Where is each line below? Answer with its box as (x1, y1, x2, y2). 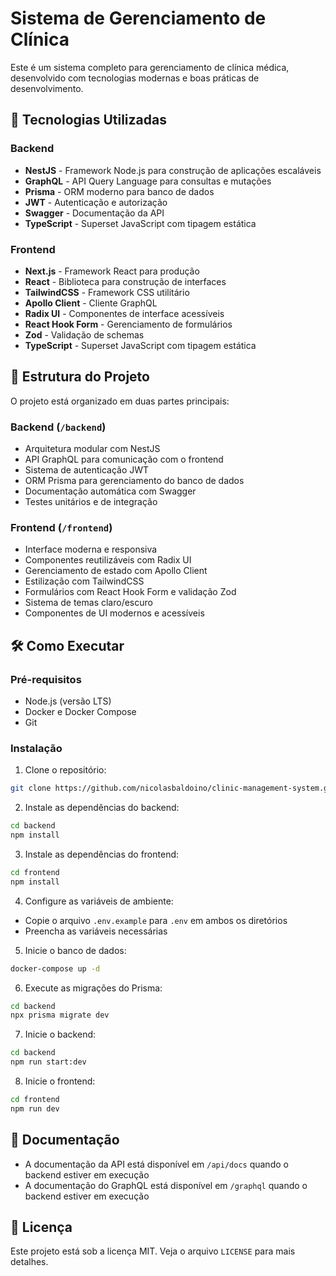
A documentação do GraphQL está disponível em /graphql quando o (24, 1179, 308, 1191)
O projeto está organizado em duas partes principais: (10, 395, 230, 407)
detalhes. (10, 1256, 49, 1268)
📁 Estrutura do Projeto (10, 368, 150, 386)
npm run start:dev (10, 1057, 87, 1067)
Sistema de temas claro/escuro (24, 597, 153, 609)
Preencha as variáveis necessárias (24, 925, 168, 937)
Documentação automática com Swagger (24, 485, 197, 497)
